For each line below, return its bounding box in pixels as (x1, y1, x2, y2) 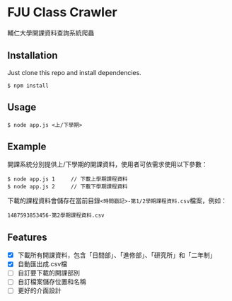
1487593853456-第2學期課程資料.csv (7, 212, 105, 220)
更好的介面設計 (17, 286, 62, 295)
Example (7, 140, 47, 152)
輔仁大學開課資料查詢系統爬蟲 (7, 28, 94, 37)
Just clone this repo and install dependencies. (7, 68, 141, 76)
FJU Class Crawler (7, 4, 118, 21)
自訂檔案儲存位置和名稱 (17, 278, 86, 286)
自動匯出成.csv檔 (17, 260, 68, 268)
